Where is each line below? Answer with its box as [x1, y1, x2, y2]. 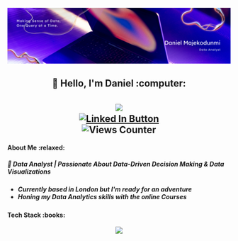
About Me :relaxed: [7, 143, 65, 152]
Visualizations [7, 167, 51, 176]
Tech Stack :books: [7, 211, 66, 219]
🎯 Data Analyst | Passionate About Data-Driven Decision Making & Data [7, 159, 225, 168]
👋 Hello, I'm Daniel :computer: [52, 77, 186, 89]
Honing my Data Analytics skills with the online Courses [17, 193, 187, 201]
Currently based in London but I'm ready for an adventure [17, 185, 193, 194]
